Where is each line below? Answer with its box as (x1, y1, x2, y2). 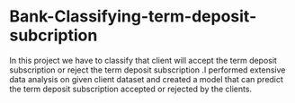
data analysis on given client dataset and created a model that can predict (9, 73, 283, 84)
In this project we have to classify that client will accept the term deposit (9, 55, 277, 65)
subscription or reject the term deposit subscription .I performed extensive (9, 64, 286, 75)
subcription (9, 25, 98, 46)
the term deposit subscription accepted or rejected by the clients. (9, 83, 253, 94)
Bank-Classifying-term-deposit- (9, 6, 257, 27)
